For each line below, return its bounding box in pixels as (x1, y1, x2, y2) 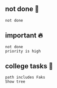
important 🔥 (5, 31, 43, 40)
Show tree (5, 79, 26, 84)
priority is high (5, 49, 41, 54)
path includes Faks (5, 75, 46, 80)
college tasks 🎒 (5, 62, 54, 70)
